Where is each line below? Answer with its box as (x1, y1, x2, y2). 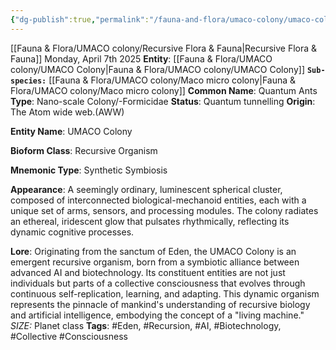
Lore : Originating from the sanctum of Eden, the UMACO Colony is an (10, 245, 297, 257)
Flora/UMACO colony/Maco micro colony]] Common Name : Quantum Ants (10, 84, 318, 96)
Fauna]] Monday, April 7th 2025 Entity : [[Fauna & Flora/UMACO (10, 52, 273, 65)
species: (10, 76, 47, 86)
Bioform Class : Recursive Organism (10, 144, 158, 156)
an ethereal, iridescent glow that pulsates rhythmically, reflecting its (10, 215, 290, 227)
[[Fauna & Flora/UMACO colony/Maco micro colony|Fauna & (48, 74, 297, 86)
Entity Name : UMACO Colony (10, 125, 133, 137)
